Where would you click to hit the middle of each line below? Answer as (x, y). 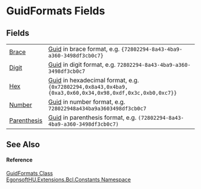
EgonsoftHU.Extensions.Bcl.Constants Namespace (68, 179)
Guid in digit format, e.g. (82, 65)
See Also (23, 145)
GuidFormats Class (30, 173)
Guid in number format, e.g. (87, 102)
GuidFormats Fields (56, 11)
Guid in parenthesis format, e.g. (92, 117)
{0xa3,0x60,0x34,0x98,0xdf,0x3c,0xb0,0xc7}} (113, 93)
